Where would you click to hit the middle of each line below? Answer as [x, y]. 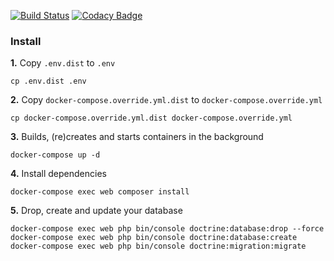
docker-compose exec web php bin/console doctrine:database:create [154, 238]
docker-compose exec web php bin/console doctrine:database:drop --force [167, 229]
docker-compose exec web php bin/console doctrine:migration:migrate [158, 246]
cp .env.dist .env [48, 81]
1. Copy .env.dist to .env [63, 63]
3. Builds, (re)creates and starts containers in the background [137, 137]
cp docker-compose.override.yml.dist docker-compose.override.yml [151, 118]
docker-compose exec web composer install [100, 192]
